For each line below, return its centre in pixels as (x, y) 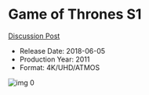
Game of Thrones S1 (75, 14)
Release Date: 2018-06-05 (62, 51)
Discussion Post (34, 36)
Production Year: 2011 (55, 59)
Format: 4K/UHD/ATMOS (60, 67)
